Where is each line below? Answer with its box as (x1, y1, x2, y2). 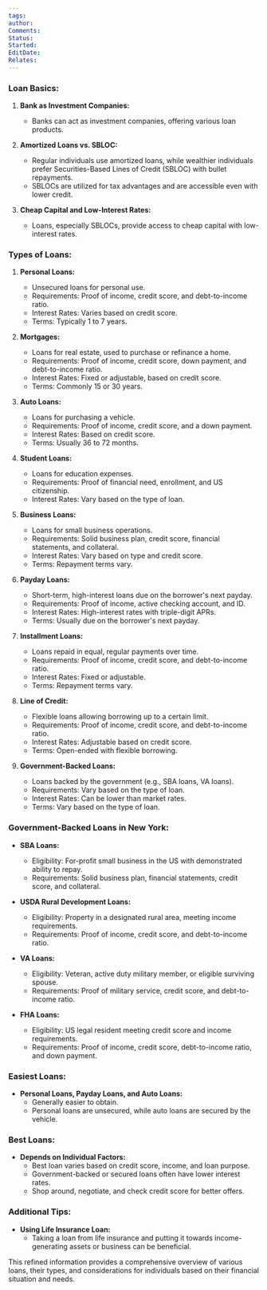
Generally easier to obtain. (31, 1097, 119, 1107)
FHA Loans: (19, 1009, 60, 1019)
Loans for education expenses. (31, 469, 134, 479)
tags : (8, 11, 26, 20)
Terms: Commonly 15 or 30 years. (31, 381, 143, 392)
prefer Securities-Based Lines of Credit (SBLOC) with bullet (31, 165, 227, 174)
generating (31, 1241, 68, 1251)
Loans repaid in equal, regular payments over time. (31, 647, 199, 656)
